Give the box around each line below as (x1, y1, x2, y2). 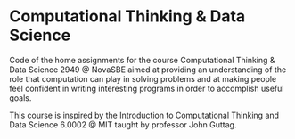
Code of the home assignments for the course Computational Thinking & (9, 54, 275, 65)
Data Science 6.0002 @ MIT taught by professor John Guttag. (9, 119, 237, 130)
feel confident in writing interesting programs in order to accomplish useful (9, 83, 284, 94)
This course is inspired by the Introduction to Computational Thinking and (9, 110, 279, 120)
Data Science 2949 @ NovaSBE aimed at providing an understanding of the (9, 64, 287, 75)
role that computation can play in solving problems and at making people (9, 73, 277, 84)
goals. (9, 92, 32, 103)
